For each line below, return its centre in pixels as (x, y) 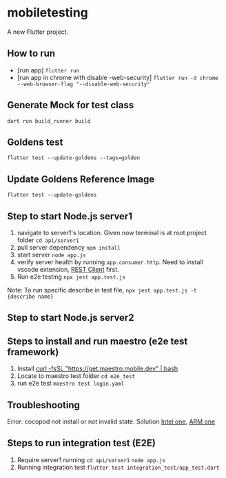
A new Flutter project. (38, 32)
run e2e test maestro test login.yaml (71, 384)
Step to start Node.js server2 (71, 318)
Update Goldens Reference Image (81, 179)
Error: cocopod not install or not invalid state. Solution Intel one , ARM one (111, 421)
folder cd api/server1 (48, 240)
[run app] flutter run (48, 70)
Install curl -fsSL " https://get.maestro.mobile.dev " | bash (97, 369)
